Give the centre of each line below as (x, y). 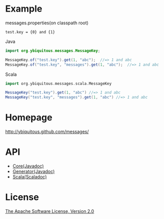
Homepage (29, 118)
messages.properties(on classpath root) (47, 23)
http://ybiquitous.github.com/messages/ (47, 132)
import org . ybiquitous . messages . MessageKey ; (53, 51)
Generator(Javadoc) (34, 171)
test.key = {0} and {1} (30, 32)
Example (24, 9)
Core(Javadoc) (28, 166)
